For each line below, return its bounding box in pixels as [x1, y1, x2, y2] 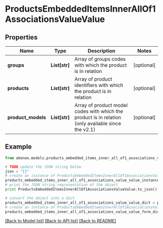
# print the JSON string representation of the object [5, 182, 118, 188]
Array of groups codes [74, 56, 126, 62]
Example [5, 142, 32, 151]
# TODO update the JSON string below [5, 164, 81, 169]
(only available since [74, 120, 121, 127]
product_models [7, 114, 46, 121]
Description [87, 48, 115, 54]
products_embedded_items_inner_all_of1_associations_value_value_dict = [5, 200, 155, 205]
